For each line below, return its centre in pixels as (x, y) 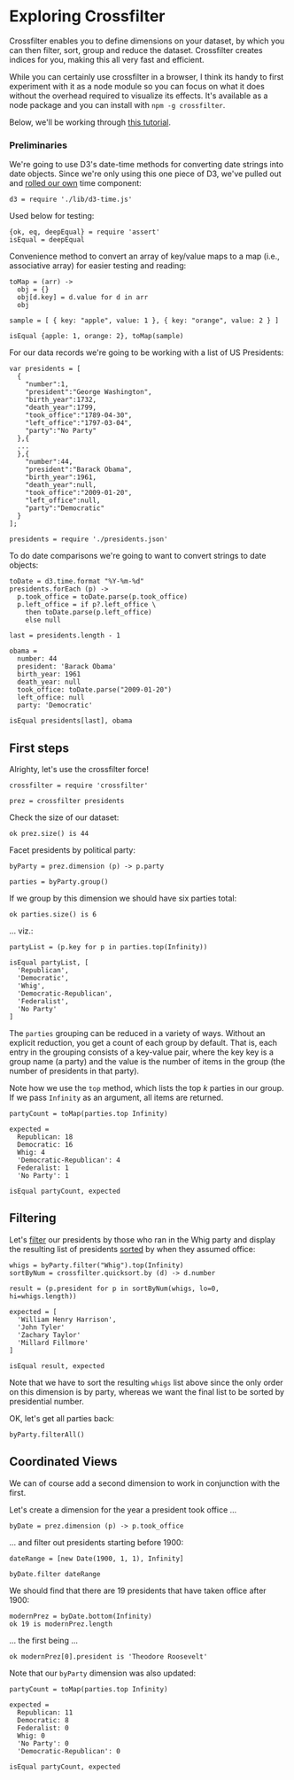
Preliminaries (39, 145)
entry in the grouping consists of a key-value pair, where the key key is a (142, 1052)
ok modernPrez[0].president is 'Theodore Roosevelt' (108, 1656)
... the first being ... (43, 1640)
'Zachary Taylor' (49, 1335)
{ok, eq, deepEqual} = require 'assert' (85, 232)
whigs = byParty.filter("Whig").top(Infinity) (97, 1265)
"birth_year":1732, (61, 400)
